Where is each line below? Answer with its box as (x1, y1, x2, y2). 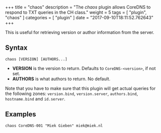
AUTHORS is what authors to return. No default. (12, 76, 110, 82)
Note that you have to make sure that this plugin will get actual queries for (5, 85, 156, 91)
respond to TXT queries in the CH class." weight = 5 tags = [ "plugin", (5, 9, 147, 15)
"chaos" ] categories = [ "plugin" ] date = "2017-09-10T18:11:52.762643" (5, 15, 154, 20)
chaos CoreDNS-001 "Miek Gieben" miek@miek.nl (5, 123, 103, 128)
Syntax (5, 44, 28, 52)
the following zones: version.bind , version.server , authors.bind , (5, 91, 138, 97)
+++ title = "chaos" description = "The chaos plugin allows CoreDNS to (5, 4, 151, 10)
